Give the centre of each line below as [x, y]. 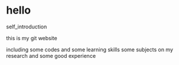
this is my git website [32, 38]
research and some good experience [51, 56]
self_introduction [27, 27]
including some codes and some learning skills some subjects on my [89, 49]
